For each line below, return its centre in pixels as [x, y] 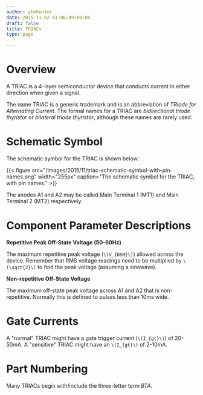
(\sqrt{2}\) [21, 267]
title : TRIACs [24, 29]
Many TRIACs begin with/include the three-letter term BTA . [79, 385]
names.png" [21, 177]
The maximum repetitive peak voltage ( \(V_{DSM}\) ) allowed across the [95, 254]
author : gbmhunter [29, 12]
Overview [31, 70]
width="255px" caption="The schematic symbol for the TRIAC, [116, 177]
